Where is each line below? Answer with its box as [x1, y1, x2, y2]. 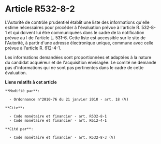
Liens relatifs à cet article [5, 79, 57, 85]
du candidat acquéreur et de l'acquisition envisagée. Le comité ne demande [5, 59, 157, 65]
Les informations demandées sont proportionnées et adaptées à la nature [5, 54, 151, 60]
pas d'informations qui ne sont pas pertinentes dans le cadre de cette [5, 64, 144, 71]
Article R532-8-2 [5, 3, 75, 14]
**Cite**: [5, 105, 25, 110]
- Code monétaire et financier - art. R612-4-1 [9, 118, 107, 123]
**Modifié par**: [5, 88, 40, 93]
